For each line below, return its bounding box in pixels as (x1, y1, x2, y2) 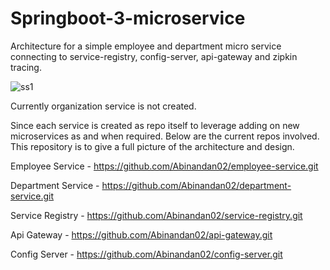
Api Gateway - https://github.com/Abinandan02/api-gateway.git (10, 228, 273, 241)
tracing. (10, 61, 42, 73)
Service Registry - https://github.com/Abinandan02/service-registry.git (10, 209, 303, 221)
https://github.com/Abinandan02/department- (101, 179, 292, 191)
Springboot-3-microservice (10, 7, 246, 30)
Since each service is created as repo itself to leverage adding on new (10, 119, 300, 131)
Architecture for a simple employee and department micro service (10, 40, 282, 52)
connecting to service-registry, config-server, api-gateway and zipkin (10, 50, 298, 62)
